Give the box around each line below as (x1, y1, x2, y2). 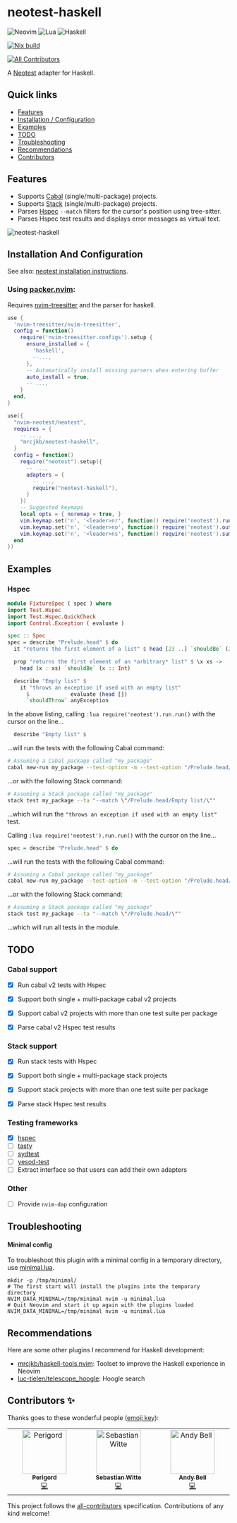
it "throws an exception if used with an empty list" (20, 684, 181, 691)
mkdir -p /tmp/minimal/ (7, 1277, 78, 1284)
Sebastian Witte (95, 1473, 142, 1481)
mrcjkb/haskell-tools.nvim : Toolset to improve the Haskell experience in (17, 1359, 226, 1368)
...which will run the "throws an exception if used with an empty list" (7, 809, 217, 818)
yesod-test (17, 1158, 49, 1166)
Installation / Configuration (17, 115, 95, 123)
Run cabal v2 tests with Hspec (17, 981, 107, 989)
